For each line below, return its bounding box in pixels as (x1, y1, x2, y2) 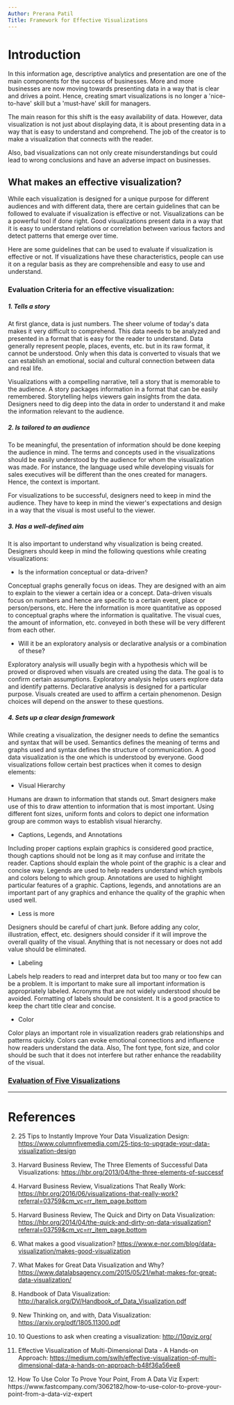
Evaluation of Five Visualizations (8, 1075, 121, 1085)
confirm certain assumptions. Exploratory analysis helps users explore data (8, 675, 224, 684)
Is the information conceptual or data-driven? (17, 568, 148, 576)
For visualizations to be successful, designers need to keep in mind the (8, 491, 211, 500)
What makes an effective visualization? (8, 176, 183, 188)
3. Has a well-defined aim (8, 522, 84, 530)
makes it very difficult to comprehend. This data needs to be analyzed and (8, 327, 221, 335)
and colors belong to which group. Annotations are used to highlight (8, 874, 203, 882)
